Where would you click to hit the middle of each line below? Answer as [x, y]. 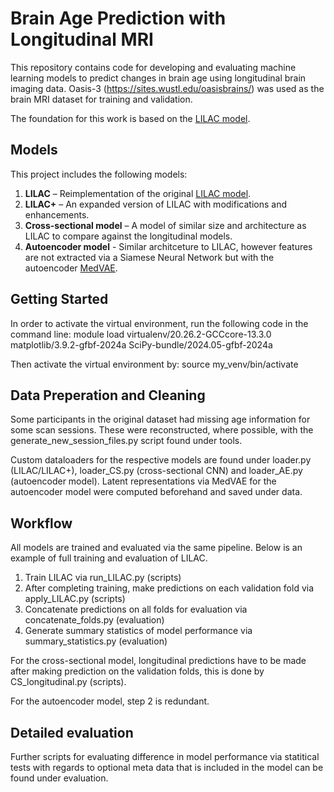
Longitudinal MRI [82, 39]
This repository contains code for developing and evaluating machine [153, 67]
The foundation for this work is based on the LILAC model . [130, 118]
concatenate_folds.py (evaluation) [94, 620]
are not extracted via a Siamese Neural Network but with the [149, 257]
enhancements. [57, 214]
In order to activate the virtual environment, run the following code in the [159, 323]
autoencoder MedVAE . [71, 268]
